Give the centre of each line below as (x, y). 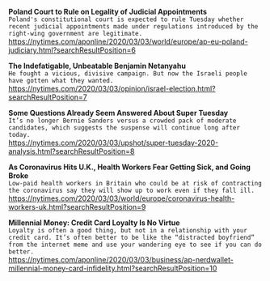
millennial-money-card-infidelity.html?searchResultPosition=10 (113, 268)
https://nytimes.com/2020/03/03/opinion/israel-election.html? (112, 89)
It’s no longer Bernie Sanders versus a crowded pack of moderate (122, 121)
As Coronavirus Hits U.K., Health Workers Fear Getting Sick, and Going (129, 167)
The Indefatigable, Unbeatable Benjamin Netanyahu (97, 66)
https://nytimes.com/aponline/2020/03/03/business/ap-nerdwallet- (121, 260)
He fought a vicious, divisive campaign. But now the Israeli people (128, 74)
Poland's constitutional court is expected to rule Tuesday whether (126, 19)
